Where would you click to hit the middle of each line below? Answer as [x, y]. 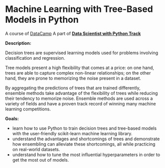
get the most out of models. [41, 160]
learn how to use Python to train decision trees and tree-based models [84, 128]
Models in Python [42, 20]
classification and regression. [35, 58]
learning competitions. [28, 109]
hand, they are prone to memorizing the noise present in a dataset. [73, 78]
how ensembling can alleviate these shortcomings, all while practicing [84, 144]
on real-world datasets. [36, 149]
